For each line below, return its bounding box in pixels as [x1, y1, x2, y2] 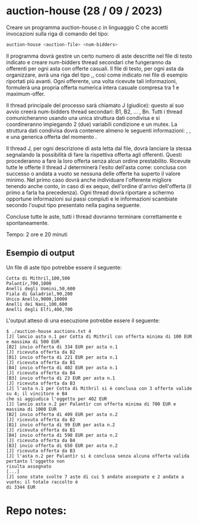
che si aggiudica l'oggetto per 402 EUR [6, 396, 108, 402]
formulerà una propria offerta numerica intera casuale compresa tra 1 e [6, 84, 180, 91]
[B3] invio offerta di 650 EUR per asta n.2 [6, 442, 118, 449]
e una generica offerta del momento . [6, 133, 97, 140]
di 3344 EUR [6, 484, 36, 490]
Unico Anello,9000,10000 [6, 296, 68, 302]
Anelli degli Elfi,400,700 [6, 306, 73, 312]
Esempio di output [6, 248, 75, 258]
